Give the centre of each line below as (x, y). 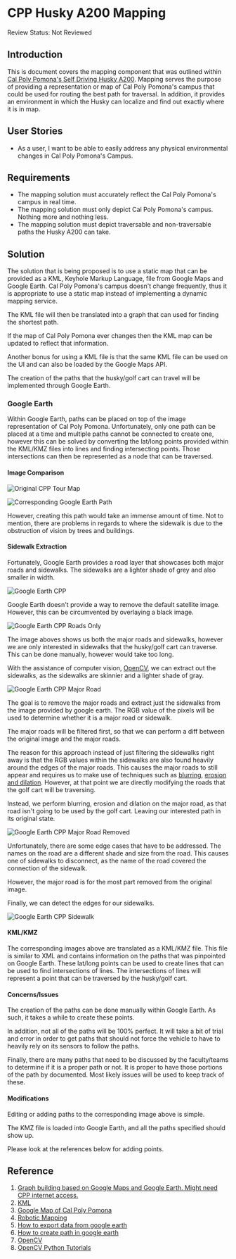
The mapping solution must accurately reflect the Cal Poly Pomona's (117, 194)
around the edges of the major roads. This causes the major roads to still (112, 767)
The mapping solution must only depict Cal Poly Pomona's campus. (115, 210)
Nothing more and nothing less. (63, 217)
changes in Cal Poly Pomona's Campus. (75, 156)
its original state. (31, 818)
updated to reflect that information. (58, 344)
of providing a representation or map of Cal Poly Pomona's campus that (111, 87)
